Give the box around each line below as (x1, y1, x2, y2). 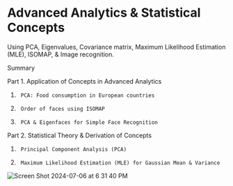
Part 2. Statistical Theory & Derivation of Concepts (7, 131, 152, 139)
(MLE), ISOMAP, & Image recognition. (7, 50, 115, 59)
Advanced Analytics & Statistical (7, 5, 201, 21)
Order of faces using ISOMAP (20, 105, 106, 112)
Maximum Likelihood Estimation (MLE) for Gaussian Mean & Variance (20, 159, 220, 166)
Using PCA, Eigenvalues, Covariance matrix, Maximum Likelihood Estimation (7, 42, 226, 51)
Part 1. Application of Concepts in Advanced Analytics (7, 77, 162, 85)
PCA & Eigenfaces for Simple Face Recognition (20, 118, 158, 126)
